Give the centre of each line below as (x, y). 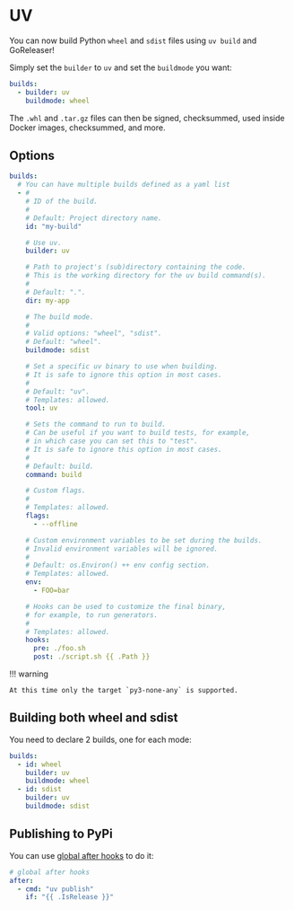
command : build (54, 474)
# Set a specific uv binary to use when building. (122, 367)
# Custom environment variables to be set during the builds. (144, 540)
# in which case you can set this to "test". (112, 441)
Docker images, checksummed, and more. (87, 128)
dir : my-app (48, 300)
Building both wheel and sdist (94, 718)
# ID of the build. (62, 201)
